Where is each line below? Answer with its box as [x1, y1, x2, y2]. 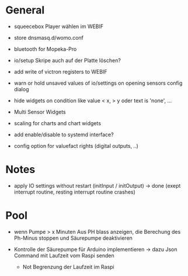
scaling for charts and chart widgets [13, 119, 102, 126]
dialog [13, 85, 29, 92]
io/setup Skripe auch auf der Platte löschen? [13, 57, 121, 64]
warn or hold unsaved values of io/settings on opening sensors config [13, 80, 183, 87]
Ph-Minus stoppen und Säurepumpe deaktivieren [13, 234, 133, 241]
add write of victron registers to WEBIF [13, 68, 107, 75]
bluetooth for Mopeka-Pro [13, 45, 77, 53]
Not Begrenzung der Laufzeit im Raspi [22, 263, 114, 270]
